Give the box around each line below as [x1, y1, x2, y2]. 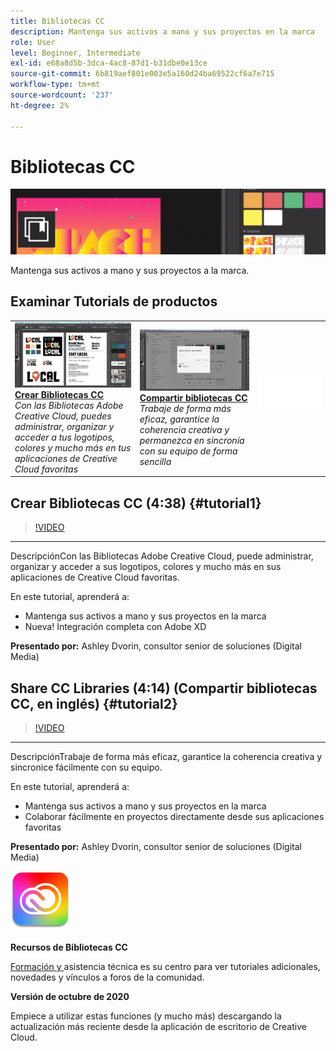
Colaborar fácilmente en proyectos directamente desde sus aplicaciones [24, 810, 325, 822]
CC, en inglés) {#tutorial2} [10, 695, 178, 712]
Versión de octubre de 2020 [10, 990, 130, 1002]
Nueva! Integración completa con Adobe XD [24, 621, 207, 633]
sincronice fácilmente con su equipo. [10, 761, 163, 773]
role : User [10, 37, 56, 47]
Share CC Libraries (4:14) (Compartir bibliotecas [10, 680, 318, 697]
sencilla [139, 456, 172, 468]
